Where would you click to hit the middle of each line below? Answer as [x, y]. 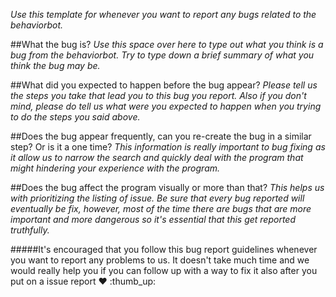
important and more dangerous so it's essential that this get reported [153, 219]
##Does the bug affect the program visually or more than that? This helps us [167, 187]
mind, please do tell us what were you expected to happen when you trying [166, 106]
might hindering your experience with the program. [115, 168]
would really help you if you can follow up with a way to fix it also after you [164, 270]
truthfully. [30, 230]
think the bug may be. [55, 65]
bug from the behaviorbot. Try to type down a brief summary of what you [162, 55]
